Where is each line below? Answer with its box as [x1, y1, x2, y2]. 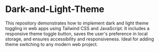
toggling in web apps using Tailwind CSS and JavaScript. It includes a [5, 25, 150, 31]
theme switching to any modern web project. [5, 41, 98, 47]
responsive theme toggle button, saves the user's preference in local [5, 30, 148, 36]
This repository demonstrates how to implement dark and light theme [5, 20, 149, 26]
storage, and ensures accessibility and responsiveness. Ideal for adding [5, 36, 154, 42]
